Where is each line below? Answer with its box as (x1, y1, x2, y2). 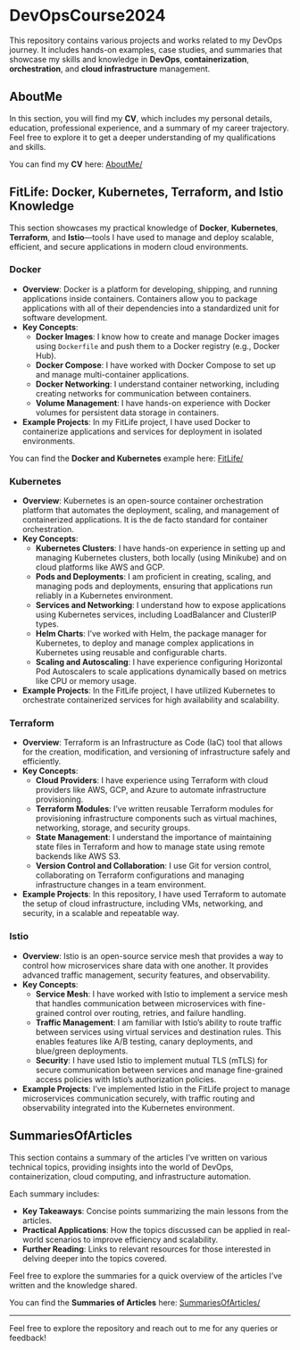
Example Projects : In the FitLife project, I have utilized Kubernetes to (21, 685, 276, 696)
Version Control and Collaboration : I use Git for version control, (35, 861, 271, 871)
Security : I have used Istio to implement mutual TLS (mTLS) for (35, 1054, 268, 1065)
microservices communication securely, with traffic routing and (21, 1093, 255, 1104)
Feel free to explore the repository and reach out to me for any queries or (9, 1322, 279, 1333)
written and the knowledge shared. (9, 1279, 137, 1290)
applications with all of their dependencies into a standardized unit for (21, 303, 279, 313)
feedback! (9, 1332, 46, 1343)
